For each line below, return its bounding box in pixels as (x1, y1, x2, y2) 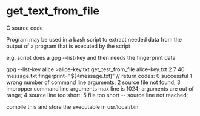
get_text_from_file (6, 4, 100, 18)
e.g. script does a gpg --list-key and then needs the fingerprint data (6, 54, 176, 61)
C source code (6, 24, 44, 31)
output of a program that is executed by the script (6, 42, 130, 50)
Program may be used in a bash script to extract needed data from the (6, 36, 182, 43)
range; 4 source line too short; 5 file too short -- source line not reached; (6, 91, 188, 98)
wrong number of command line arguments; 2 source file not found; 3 (6, 79, 181, 86)
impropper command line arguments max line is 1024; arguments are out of (6, 85, 194, 92)
